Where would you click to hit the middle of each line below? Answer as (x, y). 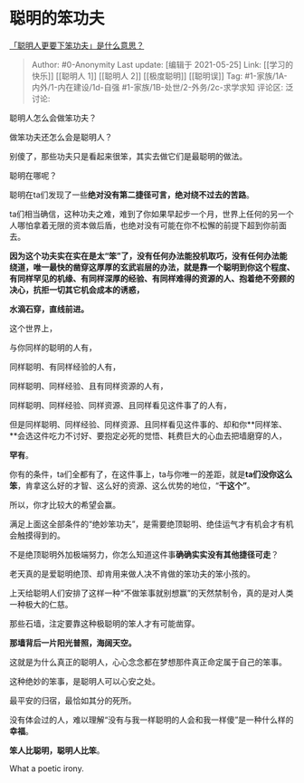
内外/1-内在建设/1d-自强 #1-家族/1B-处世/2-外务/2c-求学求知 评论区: (157, 87)
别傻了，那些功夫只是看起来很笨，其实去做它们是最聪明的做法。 (128, 156)
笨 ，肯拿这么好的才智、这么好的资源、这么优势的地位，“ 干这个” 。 (132, 485)
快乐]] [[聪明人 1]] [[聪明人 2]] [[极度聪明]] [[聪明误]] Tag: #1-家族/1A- (159, 76)
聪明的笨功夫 (57, 19)
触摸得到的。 (41, 535)
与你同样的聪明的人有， (53, 347)
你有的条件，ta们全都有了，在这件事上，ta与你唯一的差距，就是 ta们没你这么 (151, 474)
